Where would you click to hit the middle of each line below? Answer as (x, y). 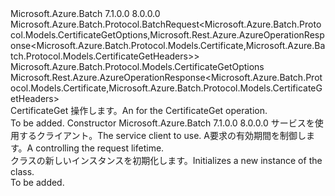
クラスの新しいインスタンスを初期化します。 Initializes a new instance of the (166, 160)
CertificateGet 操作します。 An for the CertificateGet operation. (139, 110)
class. (22, 171)
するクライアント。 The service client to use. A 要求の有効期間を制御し (162, 135)
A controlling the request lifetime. (95, 148)
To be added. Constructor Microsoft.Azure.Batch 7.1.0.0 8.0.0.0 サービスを (162, 123)
